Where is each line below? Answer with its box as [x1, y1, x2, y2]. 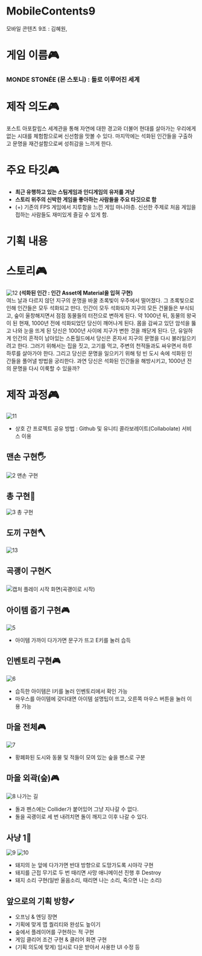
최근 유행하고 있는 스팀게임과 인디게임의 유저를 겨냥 [14, 188, 134, 195]
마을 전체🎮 [6, 722, 46, 732]
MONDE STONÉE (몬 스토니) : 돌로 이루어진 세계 [6, 76, 140, 84]
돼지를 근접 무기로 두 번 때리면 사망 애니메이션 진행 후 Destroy [14, 869, 162, 876]
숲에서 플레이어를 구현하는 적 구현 [14, 928, 95, 935]
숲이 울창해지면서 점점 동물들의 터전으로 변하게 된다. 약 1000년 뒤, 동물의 [14, 312, 186, 319]
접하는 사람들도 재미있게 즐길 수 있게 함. [14, 210, 109, 218]
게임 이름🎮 [6, 48, 60, 62]
